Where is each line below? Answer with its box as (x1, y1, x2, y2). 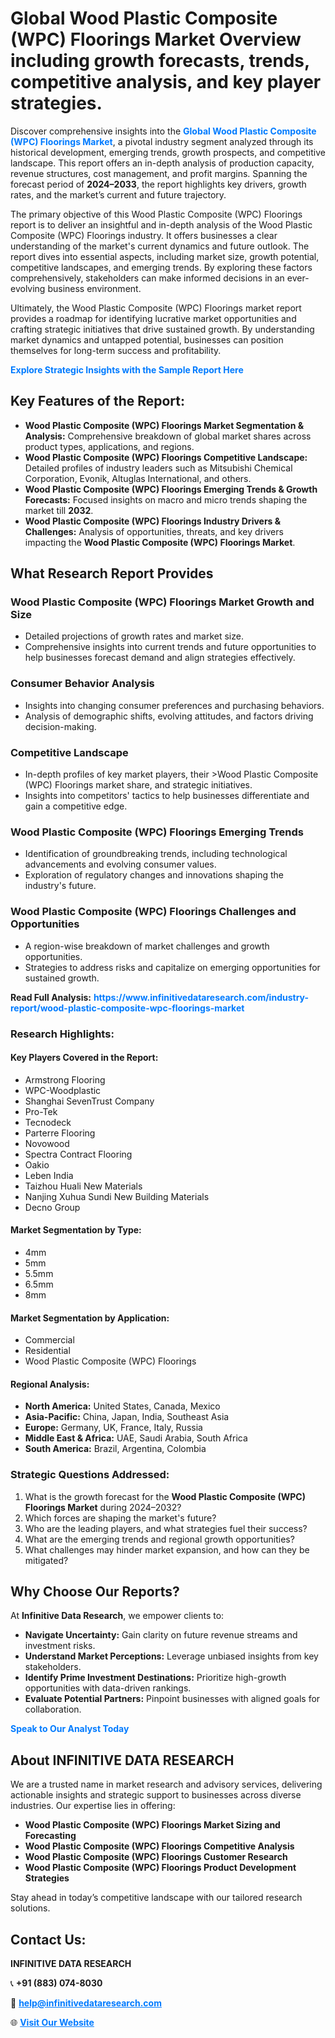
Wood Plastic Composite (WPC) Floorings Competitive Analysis (24, 1840, 295, 1852)
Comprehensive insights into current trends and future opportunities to (24, 641, 317, 653)
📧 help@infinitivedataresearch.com (10, 1997, 162, 2009)
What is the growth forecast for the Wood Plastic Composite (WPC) (24, 1490, 306, 1502)
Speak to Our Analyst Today (10, 1723, 130, 1735)
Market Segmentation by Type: (10, 1224, 142, 1236)
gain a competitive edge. (24, 800, 128, 812)
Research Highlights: (10, 1027, 115, 1041)
